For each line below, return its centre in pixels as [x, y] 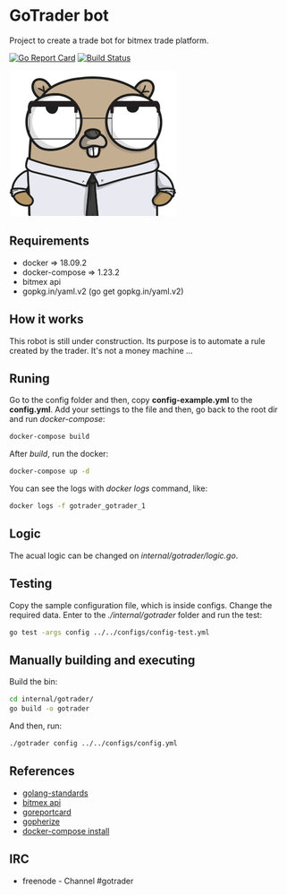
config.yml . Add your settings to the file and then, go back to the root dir [144, 409]
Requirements [49, 241]
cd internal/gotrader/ [51, 700]
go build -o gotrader [50, 709]
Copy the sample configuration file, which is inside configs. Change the [141, 605]
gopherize [41, 822]
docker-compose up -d [50, 471]
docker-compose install [66, 830]
